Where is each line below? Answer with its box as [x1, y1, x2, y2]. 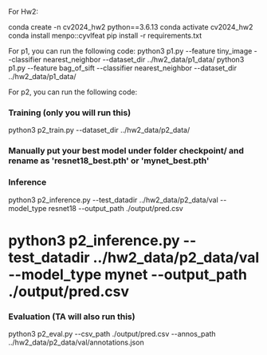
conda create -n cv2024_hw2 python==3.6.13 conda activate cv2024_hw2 [8, 22, 253, 31]
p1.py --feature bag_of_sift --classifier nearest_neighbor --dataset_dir [8, 63, 238, 73]
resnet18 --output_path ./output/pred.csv [48, 203, 183, 213]
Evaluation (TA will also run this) [8, 311, 135, 322]
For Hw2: [8, 7, 38, 16]
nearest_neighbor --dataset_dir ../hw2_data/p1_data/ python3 [42, 55, 245, 64]
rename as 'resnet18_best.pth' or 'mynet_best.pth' [8, 155, 210, 166]
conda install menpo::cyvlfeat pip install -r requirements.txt [8, 31, 202, 40]
